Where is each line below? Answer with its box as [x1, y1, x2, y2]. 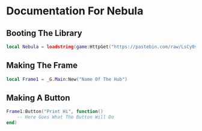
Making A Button [6, 93, 70, 103]
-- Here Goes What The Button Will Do [17, 114, 114, 120]
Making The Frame [6, 60, 78, 71]
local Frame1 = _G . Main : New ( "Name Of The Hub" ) [6, 76, 128, 82]
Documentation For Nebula [6, 4, 144, 18]
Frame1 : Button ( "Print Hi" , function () [6, 109, 103, 115]
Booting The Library [6, 28, 82, 38]
